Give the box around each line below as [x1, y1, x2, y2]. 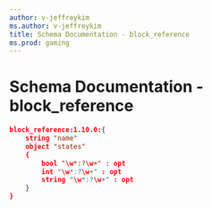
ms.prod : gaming [9, 38, 70, 48]
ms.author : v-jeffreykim [9, 22, 102, 30]
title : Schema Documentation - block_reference [9, 30, 191, 39]
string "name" [25, 134, 78, 144]
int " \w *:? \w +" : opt [41, 167, 123, 176]
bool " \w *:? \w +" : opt [41, 159, 126, 168]
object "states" [25, 142, 87, 151]
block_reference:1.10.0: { [9, 126, 106, 135]
